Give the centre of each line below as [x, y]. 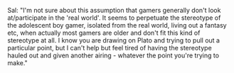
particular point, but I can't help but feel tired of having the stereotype [110, 48]
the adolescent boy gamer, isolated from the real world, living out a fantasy [117, 25]
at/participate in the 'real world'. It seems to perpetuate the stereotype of [114, 18]
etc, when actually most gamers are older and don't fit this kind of [104, 33]
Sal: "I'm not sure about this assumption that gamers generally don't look [114, 10]
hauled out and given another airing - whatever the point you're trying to [113, 55]
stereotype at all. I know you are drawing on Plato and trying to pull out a [114, 40]
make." [18, 63]
